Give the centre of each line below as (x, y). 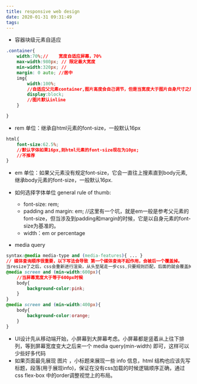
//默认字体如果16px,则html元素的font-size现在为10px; (78, 150)
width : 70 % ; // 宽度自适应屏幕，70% (59, 56)
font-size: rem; (41, 204)
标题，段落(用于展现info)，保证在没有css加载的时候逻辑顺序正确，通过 (100, 368)
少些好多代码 (30, 353)
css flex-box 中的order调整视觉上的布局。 (65, 375)
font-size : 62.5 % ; (38, 144)
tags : (13, 22)
